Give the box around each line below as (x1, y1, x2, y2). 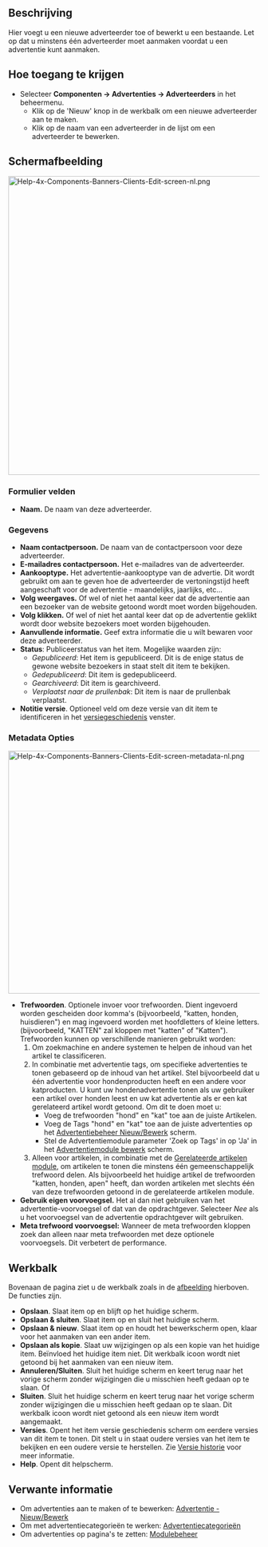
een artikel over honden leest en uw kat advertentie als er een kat (31, 1094, 247, 1103)
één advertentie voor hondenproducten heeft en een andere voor (31, 1077, 246, 1086)
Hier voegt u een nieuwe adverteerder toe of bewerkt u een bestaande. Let (8, 27, 254, 37)
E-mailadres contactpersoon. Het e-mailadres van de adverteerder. (19, 560, 245, 569)
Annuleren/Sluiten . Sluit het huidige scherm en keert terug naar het (19, 1366, 243, 1376)
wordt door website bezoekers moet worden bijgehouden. (19, 619, 211, 628)
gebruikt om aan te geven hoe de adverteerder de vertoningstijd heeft (19, 576, 250, 586)
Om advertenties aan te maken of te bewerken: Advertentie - (19, 1503, 220, 1513)
